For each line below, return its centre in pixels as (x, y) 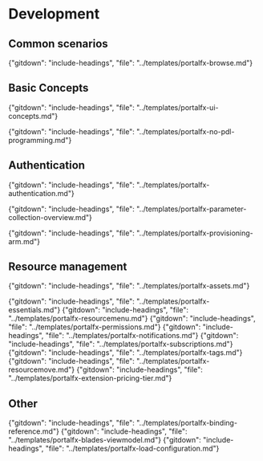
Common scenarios (58, 44)
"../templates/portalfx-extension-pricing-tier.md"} (90, 378)
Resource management (68, 267)
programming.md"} (40, 140)
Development (54, 14)
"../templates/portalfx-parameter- (191, 209)
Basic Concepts (49, 88)
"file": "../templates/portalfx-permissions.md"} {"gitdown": (105, 327)
